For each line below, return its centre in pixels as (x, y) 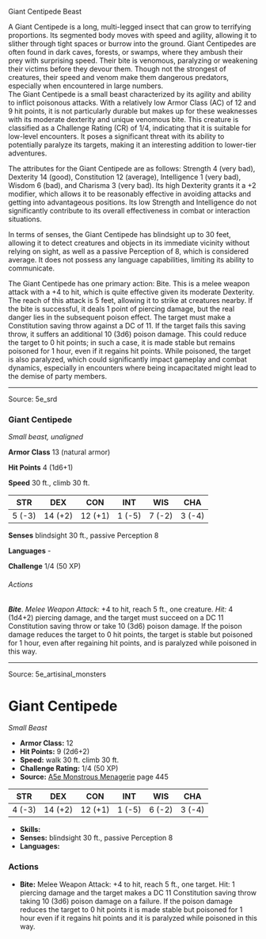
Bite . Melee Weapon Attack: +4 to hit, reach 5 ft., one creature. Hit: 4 (121, 609)
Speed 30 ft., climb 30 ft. (49, 483)
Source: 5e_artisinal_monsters (57, 674)
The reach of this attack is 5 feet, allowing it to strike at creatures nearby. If (131, 300)
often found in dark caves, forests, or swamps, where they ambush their (126, 52)
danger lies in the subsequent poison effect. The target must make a (120, 317)
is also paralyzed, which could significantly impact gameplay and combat (128, 359)
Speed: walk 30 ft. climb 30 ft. (69, 760)
